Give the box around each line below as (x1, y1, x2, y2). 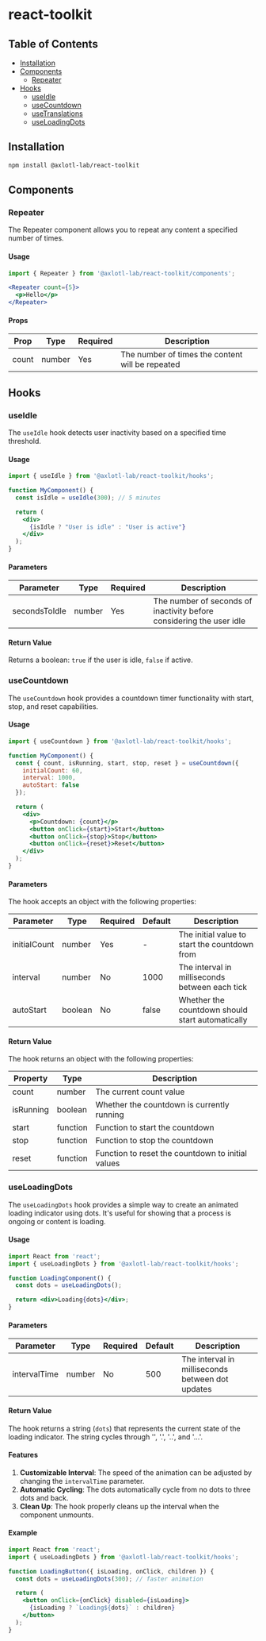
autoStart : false (22, 781, 80, 789)
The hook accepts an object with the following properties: (8, 897, 196, 907)
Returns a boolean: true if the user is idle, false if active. (8, 655, 194, 664)
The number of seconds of (153, 595, 253, 607)
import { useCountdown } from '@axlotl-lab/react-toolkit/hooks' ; (8, 737, 232, 745)
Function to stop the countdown (95, 1135, 214, 1146)
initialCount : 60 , (22, 766, 83, 775)
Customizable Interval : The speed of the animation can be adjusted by (19, 1467, 252, 1477)
